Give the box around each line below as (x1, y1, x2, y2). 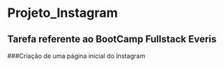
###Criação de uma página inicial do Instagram (7, 51, 146, 60)
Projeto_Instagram (7, 5, 118, 21)
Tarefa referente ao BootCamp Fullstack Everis (7, 33, 217, 45)
